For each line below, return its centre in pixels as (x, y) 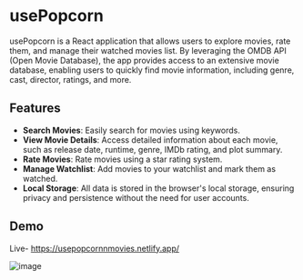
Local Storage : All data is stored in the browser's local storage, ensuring (158, 188)
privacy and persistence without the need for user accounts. (136, 197)
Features (35, 109)
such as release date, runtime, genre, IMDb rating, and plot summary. (152, 149)
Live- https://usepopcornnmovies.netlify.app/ (95, 248)
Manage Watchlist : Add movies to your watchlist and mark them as (149, 168)
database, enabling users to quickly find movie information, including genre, (152, 70)
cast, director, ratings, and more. (71, 79)
